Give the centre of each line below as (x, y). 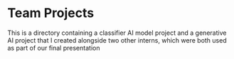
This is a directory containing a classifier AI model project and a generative (117, 33)
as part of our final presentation (54, 48)
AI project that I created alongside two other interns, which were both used (117, 40)
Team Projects (51, 13)
